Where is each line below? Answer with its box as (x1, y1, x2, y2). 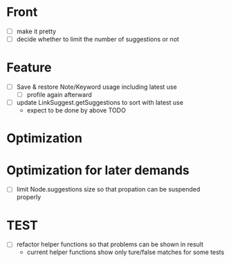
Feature (6, 60, 52, 76)
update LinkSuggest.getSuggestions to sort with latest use (16, 99, 184, 107)
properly (16, 193, 41, 201)
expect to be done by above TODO (26, 106, 126, 114)
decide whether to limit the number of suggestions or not (16, 35, 179, 43)
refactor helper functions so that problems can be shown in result (16, 240, 203, 248)
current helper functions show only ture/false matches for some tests (26, 248, 225, 257)
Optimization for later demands (6, 162, 190, 178)
